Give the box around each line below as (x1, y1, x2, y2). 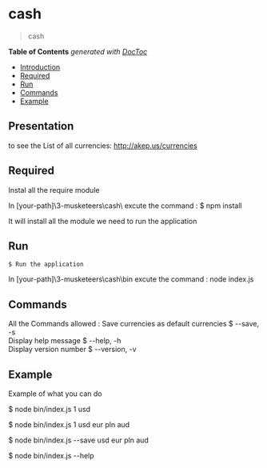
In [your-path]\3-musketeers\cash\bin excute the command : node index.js (8, 274, 254, 284)
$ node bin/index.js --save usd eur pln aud (8, 435, 149, 445)
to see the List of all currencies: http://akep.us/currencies (8, 141, 197, 150)
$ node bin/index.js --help (8, 451, 94, 460)
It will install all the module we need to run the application (8, 216, 197, 226)
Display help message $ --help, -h (8, 336, 122, 346)
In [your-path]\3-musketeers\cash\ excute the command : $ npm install (8, 201, 242, 210)
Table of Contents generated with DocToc (8, 46, 148, 56)
